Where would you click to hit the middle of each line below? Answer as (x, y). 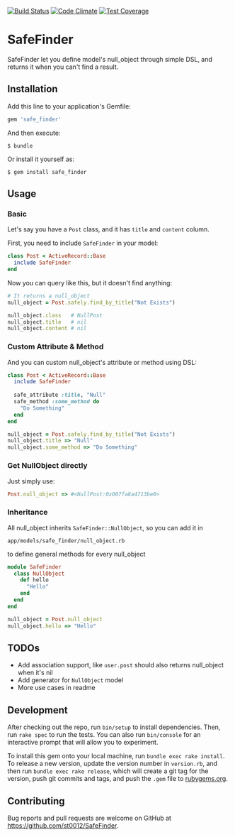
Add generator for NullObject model (70, 680)
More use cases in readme (56, 688)
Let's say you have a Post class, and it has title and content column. (109, 229)
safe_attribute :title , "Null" (60, 395)
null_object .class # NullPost (55, 315)
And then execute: (34, 133)
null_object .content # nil (47, 329)
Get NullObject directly (47, 466)
